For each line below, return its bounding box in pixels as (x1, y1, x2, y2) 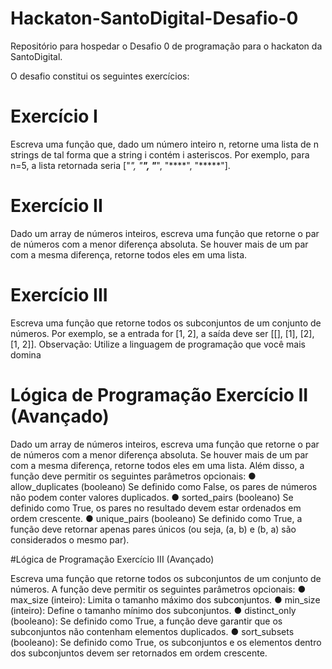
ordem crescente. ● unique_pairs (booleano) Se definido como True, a (10, 512, 303, 524)
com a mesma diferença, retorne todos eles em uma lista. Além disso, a (10, 459, 305, 471)
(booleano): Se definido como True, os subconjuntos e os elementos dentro (10, 636, 322, 648)
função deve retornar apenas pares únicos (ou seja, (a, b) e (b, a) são (10, 523, 297, 535)
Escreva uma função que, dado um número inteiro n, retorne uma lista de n (10, 138, 319, 150)
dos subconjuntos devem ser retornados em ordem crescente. (10, 647, 268, 659)
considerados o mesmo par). (10, 533, 130, 546)
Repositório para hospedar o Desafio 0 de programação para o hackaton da (10, 40, 323, 52)
